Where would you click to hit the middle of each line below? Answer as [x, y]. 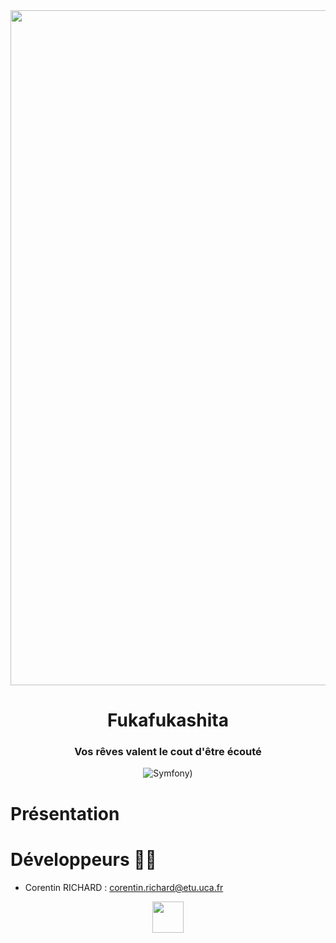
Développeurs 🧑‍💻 [83, 859]
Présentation [65, 813]
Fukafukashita [168, 720]
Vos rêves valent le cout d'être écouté [168, 752]
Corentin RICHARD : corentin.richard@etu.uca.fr [124, 887]
